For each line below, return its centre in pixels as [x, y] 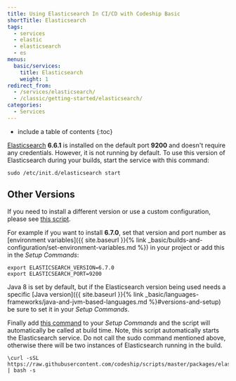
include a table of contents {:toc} [65, 131]
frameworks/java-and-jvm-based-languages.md [77, 302]
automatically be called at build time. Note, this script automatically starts [113, 330]
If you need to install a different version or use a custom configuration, [109, 211]
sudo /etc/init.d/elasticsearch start [64, 173]
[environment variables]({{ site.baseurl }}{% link [77, 240]
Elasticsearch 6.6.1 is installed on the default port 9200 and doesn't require [117, 145]
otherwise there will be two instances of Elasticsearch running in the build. [115, 345]
